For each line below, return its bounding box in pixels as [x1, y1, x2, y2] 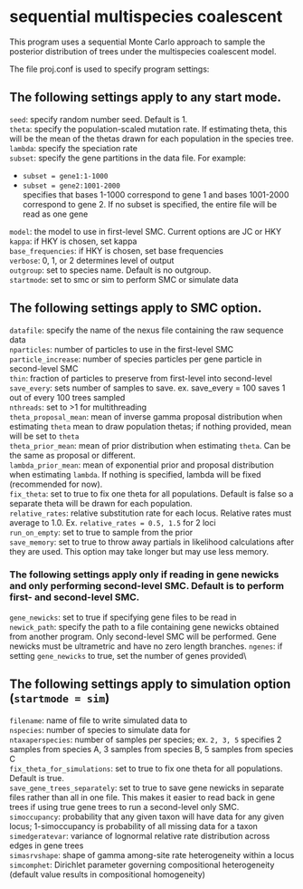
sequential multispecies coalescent [9, 6, 283, 27]
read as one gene [22, 208, 89, 219]
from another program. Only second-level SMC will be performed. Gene [9, 631, 278, 642]
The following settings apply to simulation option [9, 677, 291, 692]
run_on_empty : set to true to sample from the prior [9, 527, 194, 537]
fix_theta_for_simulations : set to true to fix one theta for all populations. [9, 763, 283, 774]
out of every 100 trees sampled [9, 391, 126, 402]
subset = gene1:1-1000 [22, 171, 109, 180]
